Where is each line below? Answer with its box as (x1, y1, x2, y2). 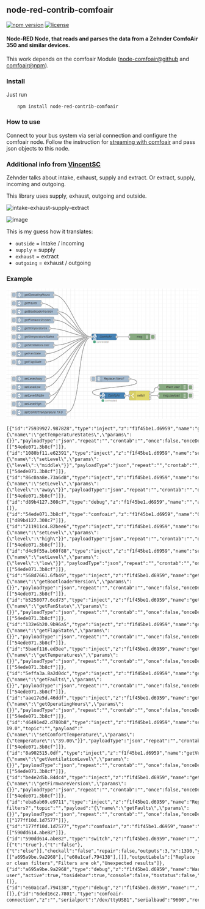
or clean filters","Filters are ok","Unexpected (6, 860, 132, 866)
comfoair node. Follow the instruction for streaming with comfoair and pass (6, 138, 195, 146)
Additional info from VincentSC (6, 160, 101, 168)
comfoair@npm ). (6, 62, 49, 69)
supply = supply (15, 246, 56, 253)
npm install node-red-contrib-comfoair (17, 103, 119, 110)
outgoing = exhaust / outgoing (15, 259, 92, 266)
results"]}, (134, 860, 165, 866)
